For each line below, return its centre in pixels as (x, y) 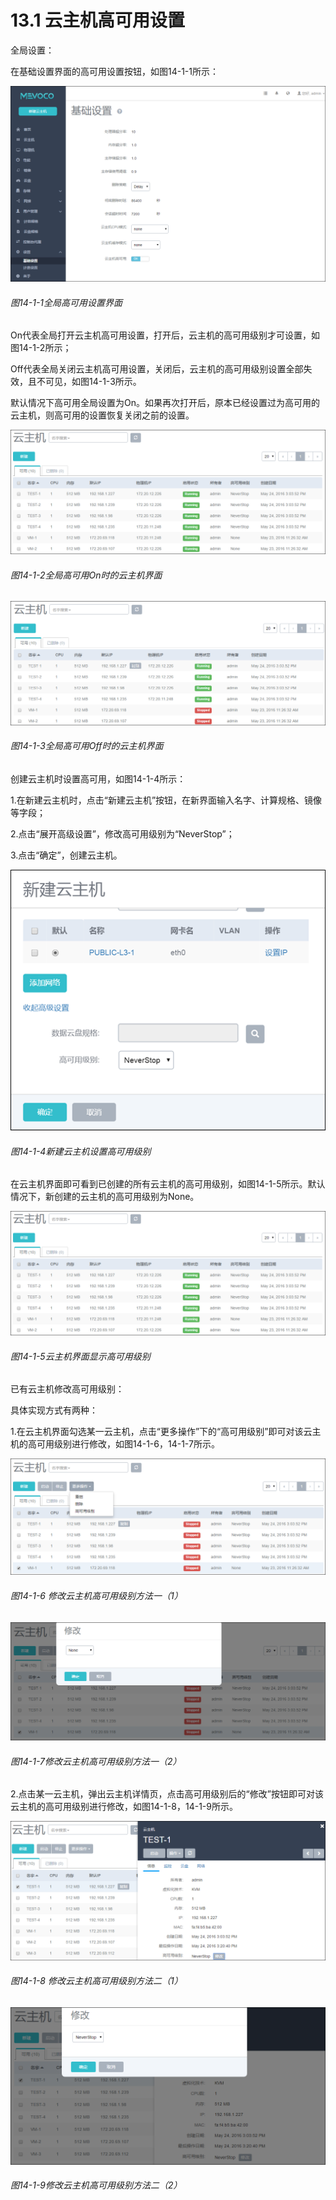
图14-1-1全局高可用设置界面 (66, 302)
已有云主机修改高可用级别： (67, 1389)
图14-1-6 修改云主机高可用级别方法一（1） (96, 1595)
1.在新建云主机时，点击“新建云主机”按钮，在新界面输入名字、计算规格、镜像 (166, 800)
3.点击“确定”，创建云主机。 (66, 855)
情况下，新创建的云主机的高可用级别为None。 (105, 1197)
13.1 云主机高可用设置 (98, 20)
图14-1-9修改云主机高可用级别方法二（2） (96, 2185)
